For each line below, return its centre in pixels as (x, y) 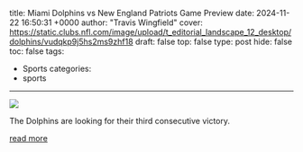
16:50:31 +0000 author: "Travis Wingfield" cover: (112, 22)
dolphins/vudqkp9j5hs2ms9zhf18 (71, 41)
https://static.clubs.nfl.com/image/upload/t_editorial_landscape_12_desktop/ (151, 32)
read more (28, 138)
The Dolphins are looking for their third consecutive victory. (120, 121)
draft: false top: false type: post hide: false (214, 41)
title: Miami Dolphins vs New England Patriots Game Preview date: (132, 13)
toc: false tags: (37, 51)
